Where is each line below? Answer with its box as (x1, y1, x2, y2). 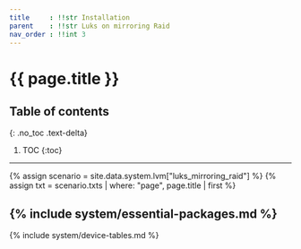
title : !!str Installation (9, 13, 130, 22)
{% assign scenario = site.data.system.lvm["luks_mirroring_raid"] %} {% (9, 171, 277, 182)
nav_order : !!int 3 (9, 30, 87, 39)
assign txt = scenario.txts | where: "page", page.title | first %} (9, 180, 236, 191)
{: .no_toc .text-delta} (9, 127, 88, 139)
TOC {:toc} (21, 145, 63, 156)
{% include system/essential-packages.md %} (9, 206, 278, 221)
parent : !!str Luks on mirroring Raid (9, 21, 170, 30)
